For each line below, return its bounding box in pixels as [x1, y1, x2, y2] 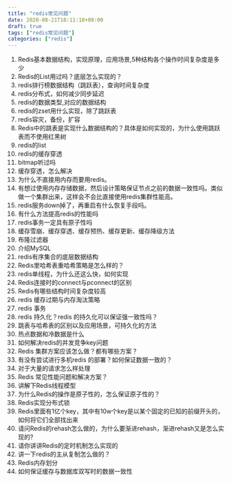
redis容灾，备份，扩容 [17, 115, 81, 124]
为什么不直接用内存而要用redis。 [17, 176, 111, 184]
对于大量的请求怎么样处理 [17, 365, 91, 373]
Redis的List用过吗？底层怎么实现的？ [17, 73, 122, 81]
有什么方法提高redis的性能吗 [17, 210, 99, 218]
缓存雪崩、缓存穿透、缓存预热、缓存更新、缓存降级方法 [17, 227, 175, 236]
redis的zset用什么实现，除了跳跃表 [17, 107, 117, 115]
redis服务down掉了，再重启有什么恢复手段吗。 [17, 201, 151, 209]
